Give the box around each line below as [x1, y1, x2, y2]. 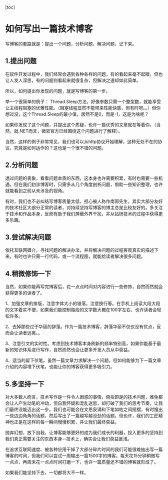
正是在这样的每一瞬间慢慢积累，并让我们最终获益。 [13, 419, 119, 424]
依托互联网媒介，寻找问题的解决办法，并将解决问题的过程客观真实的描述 [5, 247, 154, 253]
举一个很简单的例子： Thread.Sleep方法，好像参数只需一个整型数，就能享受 [5, 98, 161, 104]
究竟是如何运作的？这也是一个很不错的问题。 [13, 144, 106, 150]
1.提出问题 [5, 57, 37, 65]
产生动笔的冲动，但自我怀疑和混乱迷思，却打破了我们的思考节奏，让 [18, 400, 158, 406]
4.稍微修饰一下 [5, 269, 51, 278]
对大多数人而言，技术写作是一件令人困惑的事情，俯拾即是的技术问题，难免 [5, 394, 158, 399]
